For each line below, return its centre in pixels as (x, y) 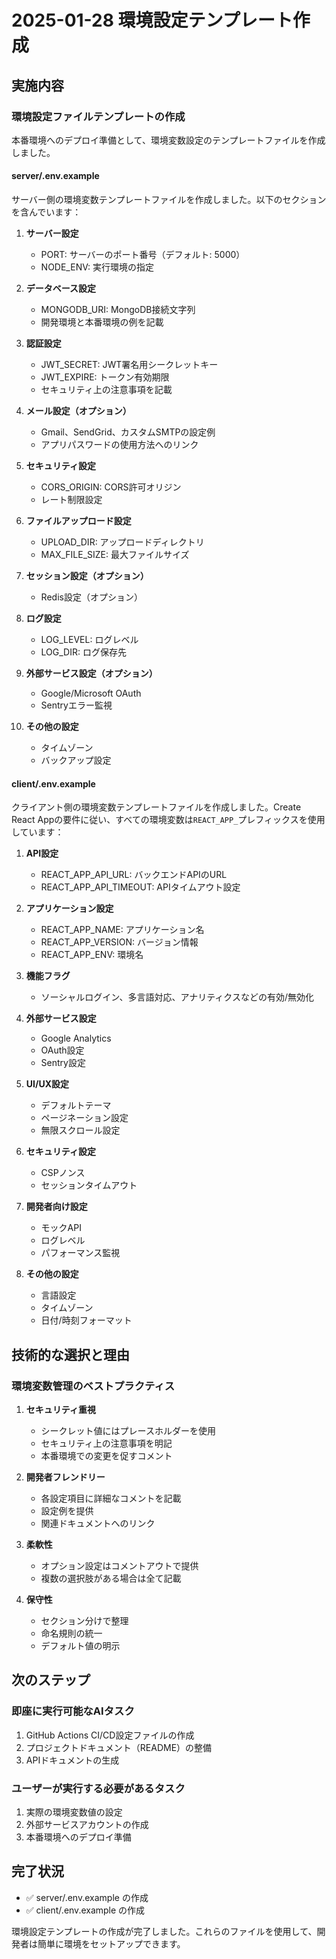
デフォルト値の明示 (80, 1645)
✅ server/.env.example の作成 (87, 1897)
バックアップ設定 (76, 760)
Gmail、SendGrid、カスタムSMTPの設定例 (128, 432)
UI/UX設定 (47, 1084)
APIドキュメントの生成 (72, 1760)
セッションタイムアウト (89, 1185)
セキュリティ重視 (60, 1409)
